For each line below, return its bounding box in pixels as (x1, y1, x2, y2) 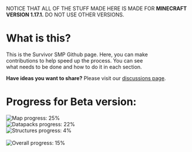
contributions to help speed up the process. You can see (6, 57, 143, 64)
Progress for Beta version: (6, 95, 137, 109)
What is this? (6, 32, 72, 45)
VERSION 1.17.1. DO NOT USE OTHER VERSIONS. (6, 11, 124, 18)
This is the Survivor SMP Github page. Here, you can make (6, 51, 148, 58)
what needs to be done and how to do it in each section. (6, 63, 142, 70)
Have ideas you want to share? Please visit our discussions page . (6, 74, 166, 81)
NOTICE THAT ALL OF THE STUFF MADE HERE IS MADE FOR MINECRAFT (6, 5, 187, 12)
